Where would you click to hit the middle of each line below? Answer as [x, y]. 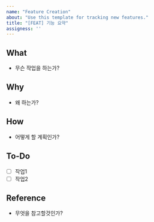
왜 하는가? [27, 102]
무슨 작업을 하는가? [37, 68]
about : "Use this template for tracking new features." [77, 17]
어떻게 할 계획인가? [37, 137]
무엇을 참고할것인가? [39, 213]
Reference [26, 198]
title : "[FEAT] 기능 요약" [37, 23]
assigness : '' [24, 28]
